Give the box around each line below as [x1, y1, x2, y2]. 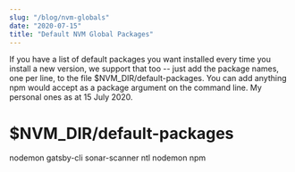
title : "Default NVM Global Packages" [9, 29, 154, 38]
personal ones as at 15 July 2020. [9, 92, 133, 102]
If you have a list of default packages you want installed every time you [9, 54, 271, 65]
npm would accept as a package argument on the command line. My [9, 82, 262, 94]
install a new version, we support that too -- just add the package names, [9, 63, 280, 74]
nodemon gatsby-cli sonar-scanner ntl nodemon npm [9, 152, 206, 163]
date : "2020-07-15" [9, 21, 82, 30]
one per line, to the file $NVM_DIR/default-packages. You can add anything [9, 73, 287, 84]
